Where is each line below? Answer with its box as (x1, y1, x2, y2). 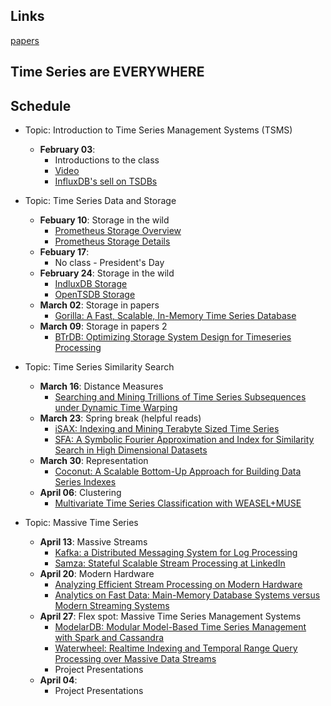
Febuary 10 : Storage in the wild (39, 214, 170, 226)
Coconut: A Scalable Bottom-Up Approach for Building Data (54, 465, 302, 478)
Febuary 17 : (39, 246, 90, 258)
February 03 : (39, 144, 96, 156)
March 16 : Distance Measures (39, 380, 164, 393)
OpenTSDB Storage (54, 289, 136, 301)
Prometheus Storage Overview (54, 225, 182, 237)
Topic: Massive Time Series (24, 517, 139, 529)
